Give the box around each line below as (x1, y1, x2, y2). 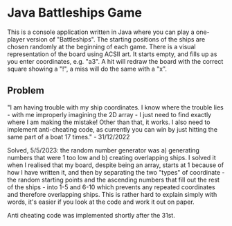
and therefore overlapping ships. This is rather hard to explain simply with (7, 190, 217, 198)
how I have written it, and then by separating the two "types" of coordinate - (7, 168, 225, 176)
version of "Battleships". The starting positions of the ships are (26, 35, 206, 43)
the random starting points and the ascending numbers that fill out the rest (7, 175, 220, 184)
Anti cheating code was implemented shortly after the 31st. (7, 211, 175, 219)
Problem (7, 85, 45, 96)
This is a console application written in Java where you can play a (7, 28, 195, 36)
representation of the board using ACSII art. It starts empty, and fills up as (7, 50, 217, 58)
